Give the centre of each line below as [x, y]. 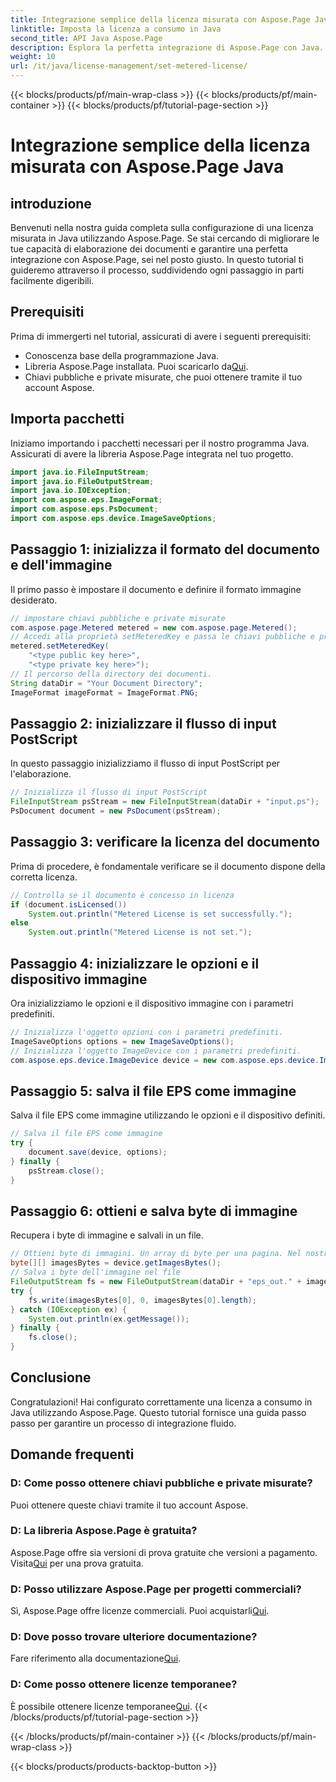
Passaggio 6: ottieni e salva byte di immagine [154, 1211]
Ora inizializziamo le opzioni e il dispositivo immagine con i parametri [152, 1003]
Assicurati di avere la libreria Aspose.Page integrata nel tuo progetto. [152, 453]
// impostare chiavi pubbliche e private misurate [118, 618]
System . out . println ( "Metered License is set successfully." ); [160, 914]
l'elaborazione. [41, 774]
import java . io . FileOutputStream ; [82, 481]
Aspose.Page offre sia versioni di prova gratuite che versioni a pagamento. [164, 1552]
